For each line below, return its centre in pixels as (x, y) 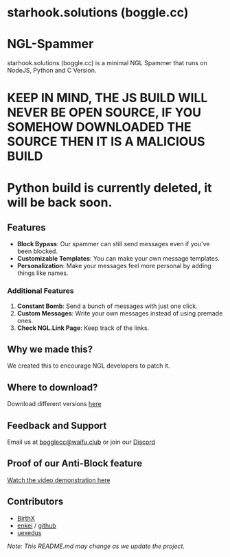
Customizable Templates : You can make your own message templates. (118, 259)
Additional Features (41, 291)
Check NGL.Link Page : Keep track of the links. (83, 328)
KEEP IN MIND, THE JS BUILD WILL (107, 98)
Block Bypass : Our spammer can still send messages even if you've (113, 244)
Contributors (35, 502)
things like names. (43, 273)
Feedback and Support (57, 426)
